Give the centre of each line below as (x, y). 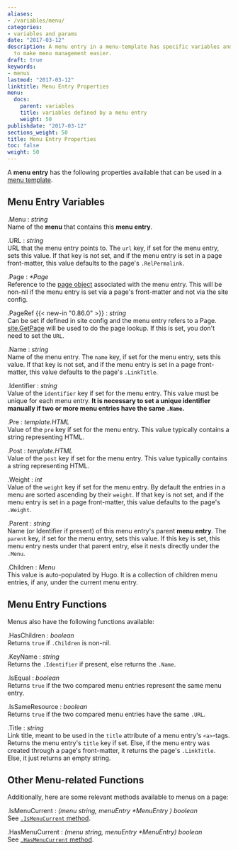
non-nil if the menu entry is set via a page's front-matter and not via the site (118, 292)
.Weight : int (25, 480)
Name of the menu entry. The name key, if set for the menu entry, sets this (114, 357)
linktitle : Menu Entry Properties (58, 86)
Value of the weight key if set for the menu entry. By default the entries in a (117, 487)
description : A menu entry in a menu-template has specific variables (114, 47)
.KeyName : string (34, 657)
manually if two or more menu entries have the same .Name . (96, 408)
